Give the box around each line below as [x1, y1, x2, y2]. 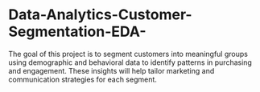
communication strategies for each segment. [8, 74, 157, 84]
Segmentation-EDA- [8, 22, 147, 41]
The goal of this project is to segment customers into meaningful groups [8, 49, 248, 58]
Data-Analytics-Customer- [8, 6, 192, 24]
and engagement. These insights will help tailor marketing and [8, 66, 215, 75]
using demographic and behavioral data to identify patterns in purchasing [8, 58, 252, 67]
